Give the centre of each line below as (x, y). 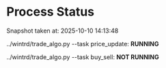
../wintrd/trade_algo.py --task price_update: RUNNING (83, 44)
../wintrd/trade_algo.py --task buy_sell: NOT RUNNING (83, 57)
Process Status (51, 12)
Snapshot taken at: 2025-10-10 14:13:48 (63, 31)
